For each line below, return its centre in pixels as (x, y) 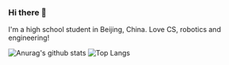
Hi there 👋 (28, 13)
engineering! (29, 38)
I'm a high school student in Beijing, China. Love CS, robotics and (115, 30)
